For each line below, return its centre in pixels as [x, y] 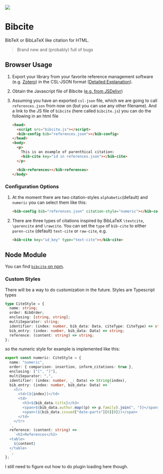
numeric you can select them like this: [49, 202]
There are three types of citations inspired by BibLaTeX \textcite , [78, 220]
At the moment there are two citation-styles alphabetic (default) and [80, 197]
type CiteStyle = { [25, 304]
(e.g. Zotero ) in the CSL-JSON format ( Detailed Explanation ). [72, 82]
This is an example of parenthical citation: [68, 152]
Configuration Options [32, 187]
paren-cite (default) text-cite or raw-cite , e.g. [59, 231]
